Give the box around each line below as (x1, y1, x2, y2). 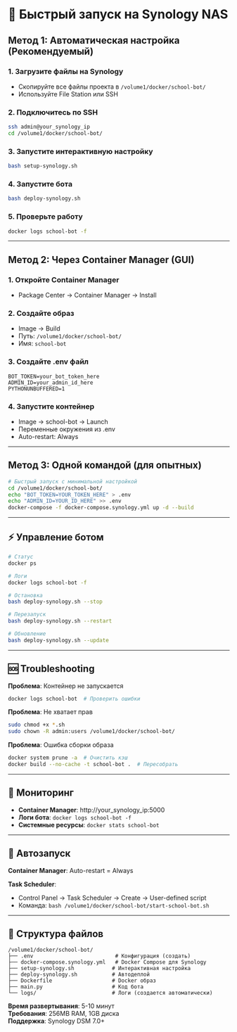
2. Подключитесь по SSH (8, 107, 98, 117)
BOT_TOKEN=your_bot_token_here (8, 373, 100, 380)
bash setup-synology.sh (8, 163, 78, 170)
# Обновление (8, 630, 46, 637)
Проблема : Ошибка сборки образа (8, 741, 115, 749)
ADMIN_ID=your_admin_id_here (8, 379, 94, 386)
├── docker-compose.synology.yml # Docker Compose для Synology (8, 959, 207, 966)
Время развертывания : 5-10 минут (8, 1002, 115, 1010)
